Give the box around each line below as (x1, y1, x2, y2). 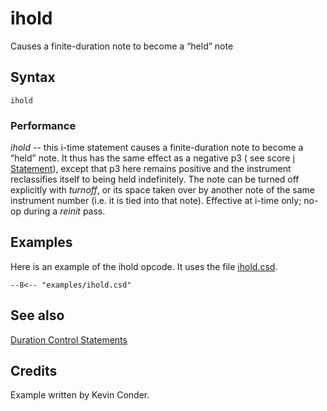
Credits (10, 363, 58, 380)
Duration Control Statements (10, 333, 128, 346)
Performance (10, 118, 77, 132)
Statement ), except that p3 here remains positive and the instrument (10, 163, 292, 175)
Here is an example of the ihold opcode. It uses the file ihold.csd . (10, 260, 278, 272)
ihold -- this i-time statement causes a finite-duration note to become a (10, 142, 304, 154)
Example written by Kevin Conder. (10, 389, 150, 401)
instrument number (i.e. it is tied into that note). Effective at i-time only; (10, 195, 302, 207)
